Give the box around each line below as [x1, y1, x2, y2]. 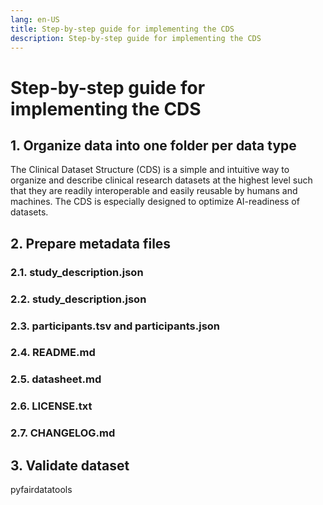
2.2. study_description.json [10, 292, 147, 306]
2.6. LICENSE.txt [10, 399, 93, 413]
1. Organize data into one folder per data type [10, 137, 297, 154]
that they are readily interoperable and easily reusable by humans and [10, 185, 298, 197]
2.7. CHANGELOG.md [10, 426, 116, 440]
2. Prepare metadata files [10, 235, 172, 252]
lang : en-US [10, 14, 60, 25]
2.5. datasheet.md [10, 372, 102, 386]
